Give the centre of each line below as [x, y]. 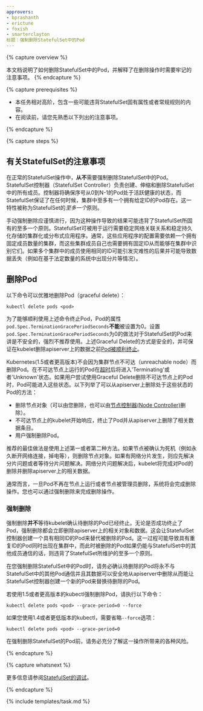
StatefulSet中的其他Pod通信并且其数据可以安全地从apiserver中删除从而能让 [100, 573]
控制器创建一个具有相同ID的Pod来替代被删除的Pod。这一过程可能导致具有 [98, 538]
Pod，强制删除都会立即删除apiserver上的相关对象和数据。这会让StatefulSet [100, 530]
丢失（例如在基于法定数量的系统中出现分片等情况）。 [76, 258]
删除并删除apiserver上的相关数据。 [50, 471]
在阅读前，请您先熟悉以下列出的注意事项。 [68, 117]
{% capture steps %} [32, 141]
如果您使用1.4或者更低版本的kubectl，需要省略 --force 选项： [82, 617]
